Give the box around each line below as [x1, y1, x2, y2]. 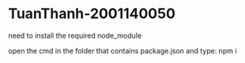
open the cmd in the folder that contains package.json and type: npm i [8, 46, 237, 55]
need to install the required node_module [8, 31, 142, 40]
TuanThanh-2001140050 [8, 5, 176, 23]
